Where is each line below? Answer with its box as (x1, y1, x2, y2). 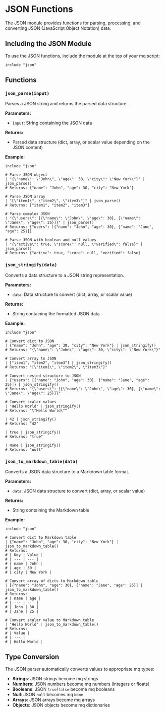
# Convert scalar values (5, 399, 56, 404)
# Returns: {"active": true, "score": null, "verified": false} (5, 251, 141, 256)
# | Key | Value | (5, 553, 43, 558)
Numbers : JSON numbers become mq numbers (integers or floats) (12, 681, 150, 687)
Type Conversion (5, 653, 59, 661)
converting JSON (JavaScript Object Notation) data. (5, 25, 111, 31)
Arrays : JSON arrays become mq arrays (12, 697, 95, 703)
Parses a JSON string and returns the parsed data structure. (5, 101, 128, 107)
